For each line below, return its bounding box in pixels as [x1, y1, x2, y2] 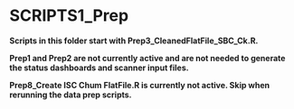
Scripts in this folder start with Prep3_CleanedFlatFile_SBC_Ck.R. [9, 35, 259, 46]
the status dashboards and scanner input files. [9, 62, 189, 73]
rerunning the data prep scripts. [9, 89, 133, 100]
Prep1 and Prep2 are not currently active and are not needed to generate [9, 52, 286, 63]
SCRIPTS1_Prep [9, 5, 129, 26]
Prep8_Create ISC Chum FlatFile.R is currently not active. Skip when [9, 79, 270, 90]
